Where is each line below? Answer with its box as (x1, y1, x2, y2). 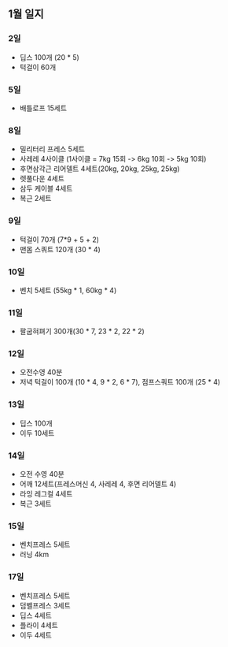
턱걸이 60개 (19, 62, 57, 72)
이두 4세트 (19, 630, 53, 640)
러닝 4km (19, 550, 50, 560)
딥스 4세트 (19, 610, 53, 620)
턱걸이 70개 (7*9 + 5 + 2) (19, 235, 100, 244)
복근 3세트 (19, 499, 52, 508)
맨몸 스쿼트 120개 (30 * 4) (19, 244, 101, 254)
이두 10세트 (19, 428, 55, 437)
